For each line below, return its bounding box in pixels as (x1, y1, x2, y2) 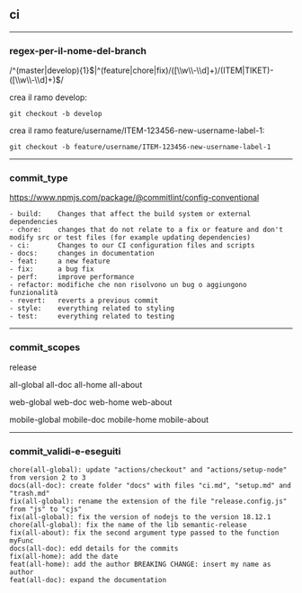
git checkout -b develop (9, 110, 102, 119)
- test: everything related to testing (9, 312, 175, 321)
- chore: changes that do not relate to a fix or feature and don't (9, 225, 283, 235)
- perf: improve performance (9, 273, 135, 282)
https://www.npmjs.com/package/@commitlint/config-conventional (9, 193, 260, 203)
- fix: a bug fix (9, 265, 94, 274)
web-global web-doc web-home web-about (9, 396, 173, 408)
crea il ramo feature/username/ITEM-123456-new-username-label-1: (9, 125, 265, 136)
